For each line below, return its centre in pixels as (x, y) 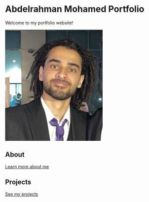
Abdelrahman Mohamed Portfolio (75, 9)
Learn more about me (27, 166)
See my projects (22, 194)
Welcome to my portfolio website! (39, 23)
